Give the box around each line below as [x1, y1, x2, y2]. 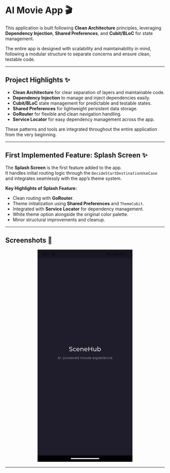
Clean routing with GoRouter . [12, 195, 74, 201]
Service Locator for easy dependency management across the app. [12, 116, 155, 122]
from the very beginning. [5, 131, 57, 138]
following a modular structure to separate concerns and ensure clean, [5, 51, 151, 57]
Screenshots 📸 [5, 236, 53, 244]
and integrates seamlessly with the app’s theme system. [5, 175, 122, 181]
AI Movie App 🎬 [5, 5, 72, 16]
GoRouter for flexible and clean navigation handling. [12, 111, 122, 117]
